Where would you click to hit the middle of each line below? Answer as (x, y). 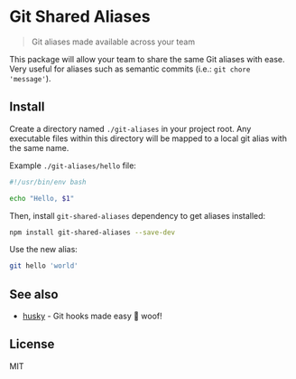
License (32, 344)
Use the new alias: (44, 250)
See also (34, 294)
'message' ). (30, 78)
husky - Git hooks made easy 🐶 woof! (92, 316)
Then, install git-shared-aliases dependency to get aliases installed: (138, 215)
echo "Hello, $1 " (42, 198)
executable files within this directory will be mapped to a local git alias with (148, 138)
